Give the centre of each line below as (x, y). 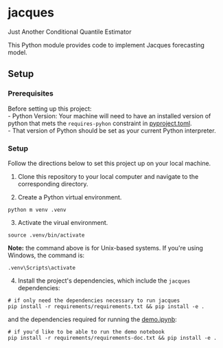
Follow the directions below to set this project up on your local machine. (109, 163)
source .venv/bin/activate (46, 235)
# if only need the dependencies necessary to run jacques (94, 301)
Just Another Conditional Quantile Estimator (70, 32)
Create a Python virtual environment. (70, 197)
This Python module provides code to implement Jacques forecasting (106, 45)
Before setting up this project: (50, 109)
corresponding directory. (53, 184)
